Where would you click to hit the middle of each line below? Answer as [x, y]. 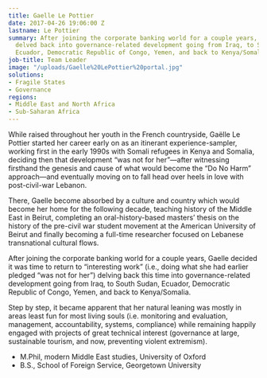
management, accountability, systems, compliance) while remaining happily [132, 324]
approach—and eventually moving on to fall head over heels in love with [126, 177]
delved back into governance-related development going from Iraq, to [135, 45]
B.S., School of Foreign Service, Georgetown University [110, 365]
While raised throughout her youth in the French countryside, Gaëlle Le [124, 134]
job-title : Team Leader [48, 60]
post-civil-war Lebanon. [48, 185]
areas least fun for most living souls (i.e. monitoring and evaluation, [118, 316]
